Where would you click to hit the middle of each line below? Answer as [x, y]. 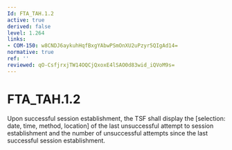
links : [17, 39]
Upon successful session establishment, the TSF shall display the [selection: [116, 118]
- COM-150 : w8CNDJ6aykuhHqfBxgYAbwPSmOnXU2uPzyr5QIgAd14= [92, 46]
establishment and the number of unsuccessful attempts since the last [108, 133]
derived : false [29, 26]
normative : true [30, 53]
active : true [26, 20]
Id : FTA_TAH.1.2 [30, 13]
